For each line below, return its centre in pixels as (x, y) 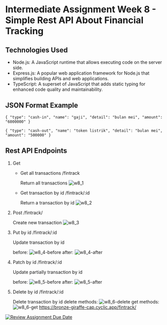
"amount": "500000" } (28, 135)
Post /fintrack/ (28, 213)
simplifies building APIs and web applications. (61, 78)
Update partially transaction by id (48, 272)
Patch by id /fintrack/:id (37, 262)
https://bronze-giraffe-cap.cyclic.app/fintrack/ (88, 307)
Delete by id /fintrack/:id (38, 292)
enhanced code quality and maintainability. (58, 89)
